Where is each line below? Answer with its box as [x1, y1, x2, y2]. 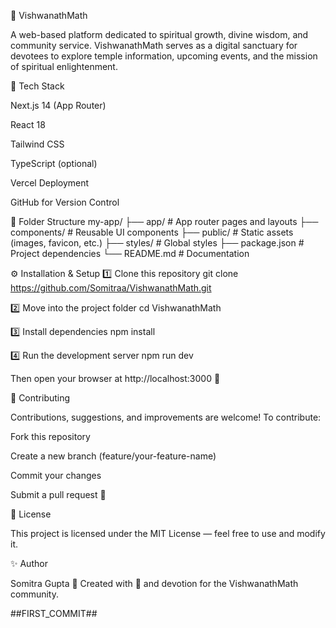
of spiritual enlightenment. [10, 61, 118, 72]
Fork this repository [10, 431, 91, 442]
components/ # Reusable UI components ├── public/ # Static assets [10, 226, 294, 238]
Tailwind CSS [10, 138, 65, 150]
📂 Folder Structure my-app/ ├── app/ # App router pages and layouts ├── [10, 216, 319, 227]
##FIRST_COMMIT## [10, 608, 98, 619]
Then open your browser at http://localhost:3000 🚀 [10, 373, 221, 384]
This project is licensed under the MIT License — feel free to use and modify [10, 528, 326, 539]
